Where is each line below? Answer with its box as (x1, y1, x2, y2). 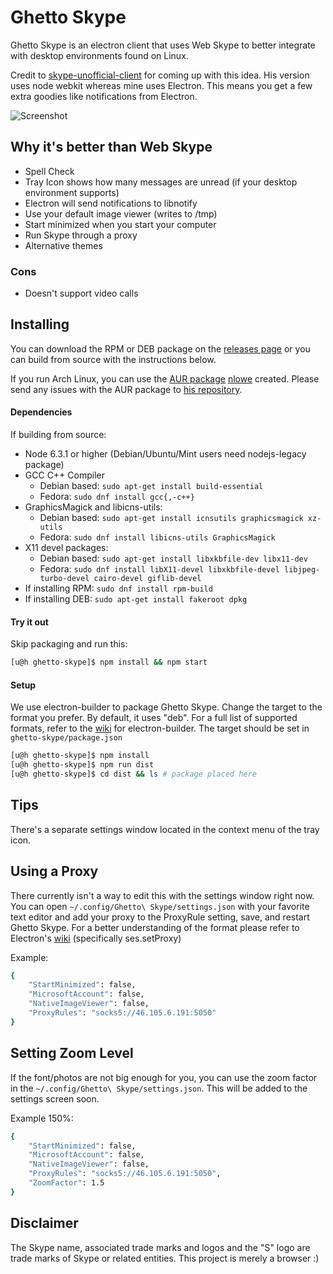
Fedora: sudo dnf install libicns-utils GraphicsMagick (39, 531, 276, 543)
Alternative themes (24, 239, 103, 251)
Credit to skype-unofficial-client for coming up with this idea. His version (10, 69, 310, 81)
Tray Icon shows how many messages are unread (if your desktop (24, 176, 298, 188)
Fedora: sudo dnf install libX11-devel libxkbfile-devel (39, 563, 280, 575)
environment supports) (24, 186, 120, 198)
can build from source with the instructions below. (10, 353, 217, 365)
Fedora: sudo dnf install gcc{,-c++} (39, 491, 195, 503)
